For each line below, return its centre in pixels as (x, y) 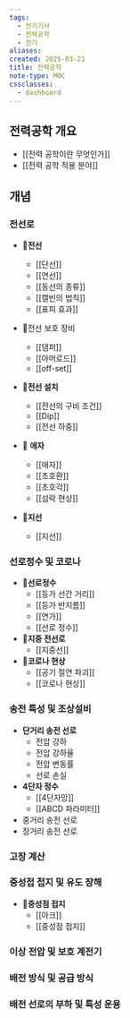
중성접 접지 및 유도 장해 (56, 883)
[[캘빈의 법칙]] (61, 298)
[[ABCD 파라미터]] (68, 808)
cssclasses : (31, 84)
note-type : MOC (37, 76)
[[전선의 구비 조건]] (69, 406)
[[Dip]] (48, 416)
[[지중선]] (52, 650)
